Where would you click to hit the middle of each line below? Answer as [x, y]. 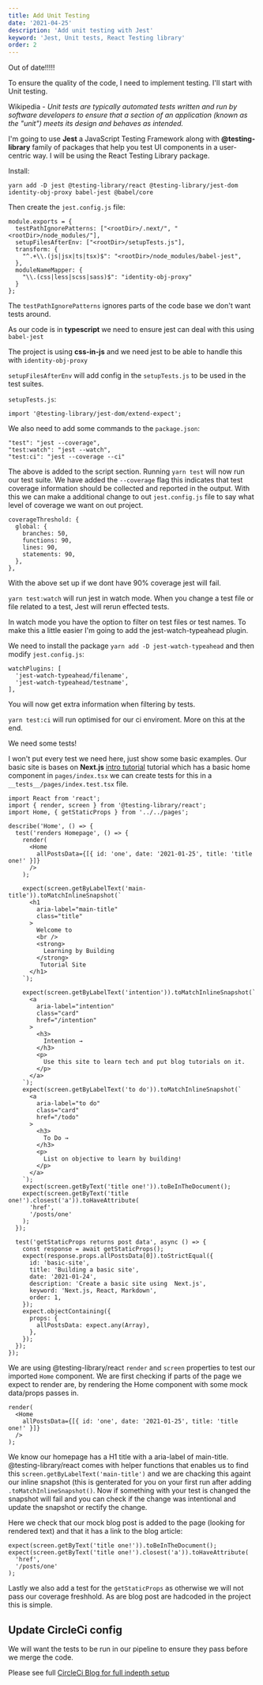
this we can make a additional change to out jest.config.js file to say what [131, 497]
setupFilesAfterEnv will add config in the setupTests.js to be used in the [127, 376]
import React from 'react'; [54, 799]
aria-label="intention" [75, 1007]
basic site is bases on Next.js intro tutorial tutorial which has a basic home [129, 767]
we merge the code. [41, 1657]
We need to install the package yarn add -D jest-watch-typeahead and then [131, 646]
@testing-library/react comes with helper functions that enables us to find [128, 1466]
